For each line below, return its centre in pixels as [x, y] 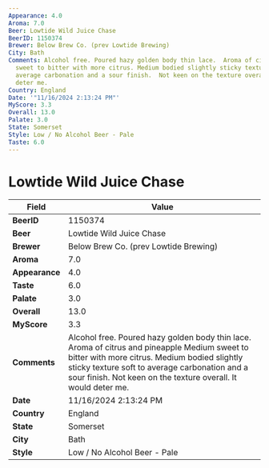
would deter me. [98, 387]
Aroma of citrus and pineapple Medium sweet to [159, 347]
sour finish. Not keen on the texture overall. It [153, 378]
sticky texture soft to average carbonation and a [158, 367]
